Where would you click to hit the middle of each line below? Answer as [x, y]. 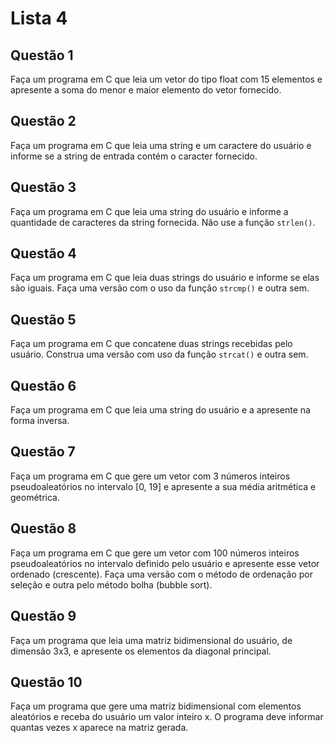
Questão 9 [43, 616]
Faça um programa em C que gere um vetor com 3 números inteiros [150, 476]
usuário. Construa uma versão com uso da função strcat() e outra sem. [159, 354]
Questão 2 [43, 121]
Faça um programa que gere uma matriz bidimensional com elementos [156, 706]
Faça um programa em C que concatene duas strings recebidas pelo [151, 344]
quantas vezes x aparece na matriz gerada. [99, 728]
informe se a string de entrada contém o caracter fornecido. [134, 156]
